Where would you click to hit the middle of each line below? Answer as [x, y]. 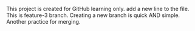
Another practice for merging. [43, 22]
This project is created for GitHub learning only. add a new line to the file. [98, 9]
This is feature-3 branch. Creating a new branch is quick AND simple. [93, 15]
